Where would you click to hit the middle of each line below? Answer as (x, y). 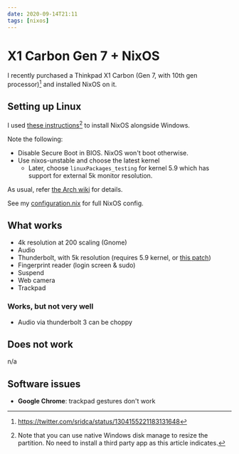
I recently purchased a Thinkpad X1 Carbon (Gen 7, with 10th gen (102, 76)
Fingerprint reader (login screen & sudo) (76, 265)
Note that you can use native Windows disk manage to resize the (113, 435)
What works (35, 225)
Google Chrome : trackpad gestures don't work (86, 401)
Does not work (40, 345)
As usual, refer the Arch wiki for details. (65, 189)
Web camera (36, 280)
